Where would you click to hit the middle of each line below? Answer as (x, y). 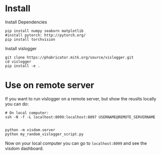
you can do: (17, 104)
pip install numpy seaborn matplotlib (44, 31)
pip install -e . (23, 66)
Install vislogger (21, 48)
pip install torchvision (30, 39)
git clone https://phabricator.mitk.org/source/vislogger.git (69, 57)
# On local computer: (27, 113)
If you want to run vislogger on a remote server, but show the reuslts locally (81, 98)
